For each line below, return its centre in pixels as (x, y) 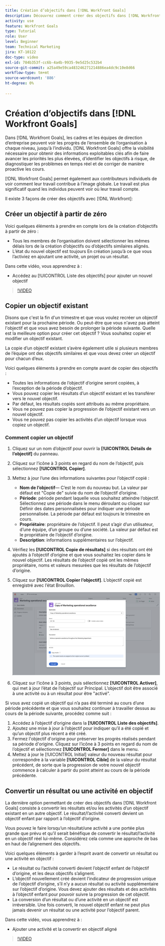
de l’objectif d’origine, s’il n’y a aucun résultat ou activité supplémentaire (85, 884)
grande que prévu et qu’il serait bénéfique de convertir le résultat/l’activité (80, 834)
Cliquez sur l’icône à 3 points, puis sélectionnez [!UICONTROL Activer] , (85, 683)
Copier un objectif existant (47, 306)
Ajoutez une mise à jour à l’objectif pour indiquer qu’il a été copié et (80, 728)
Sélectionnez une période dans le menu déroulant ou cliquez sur (85, 503)
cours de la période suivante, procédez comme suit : (58, 714)
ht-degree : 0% (20, 83)
